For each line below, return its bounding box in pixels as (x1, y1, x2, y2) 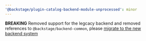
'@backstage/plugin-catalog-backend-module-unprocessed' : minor (5, 7, 137, 12)
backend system (5, 30, 38, 36)
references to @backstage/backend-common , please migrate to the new (5, 25, 141, 31)
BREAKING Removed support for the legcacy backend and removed (5, 20, 141, 26)
